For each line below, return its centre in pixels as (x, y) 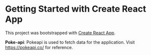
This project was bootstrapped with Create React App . (60, 33)
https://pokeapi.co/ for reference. (39, 47)
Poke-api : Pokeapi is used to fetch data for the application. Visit (70, 42)
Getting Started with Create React (76, 9)
